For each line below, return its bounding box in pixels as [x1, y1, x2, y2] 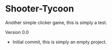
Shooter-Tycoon [5, 3, 74, 14]
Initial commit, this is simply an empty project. [12, 38, 107, 45]
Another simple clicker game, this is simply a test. [5, 19, 107, 25]
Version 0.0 [5, 29, 29, 35]
